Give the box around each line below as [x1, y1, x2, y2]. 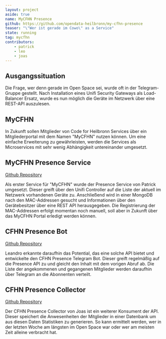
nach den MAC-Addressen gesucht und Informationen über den [5, 197, 135, 203]
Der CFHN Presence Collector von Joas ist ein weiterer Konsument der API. [5, 308, 160, 314]
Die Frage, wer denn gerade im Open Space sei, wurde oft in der [5, 85, 137, 91]
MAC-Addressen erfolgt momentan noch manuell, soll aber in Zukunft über [5, 207, 158, 213]
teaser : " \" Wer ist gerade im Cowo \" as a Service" [5, 26, 114, 31]
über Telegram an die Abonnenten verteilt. [5, 271, 92, 277]
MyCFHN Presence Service [5, 158, 91, 167]
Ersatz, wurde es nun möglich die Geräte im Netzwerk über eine [24, 95, 155, 102]
